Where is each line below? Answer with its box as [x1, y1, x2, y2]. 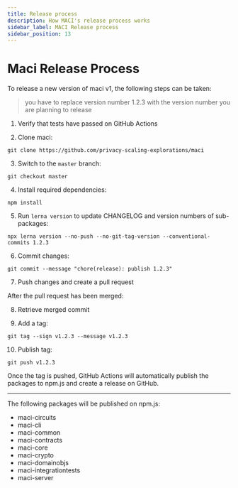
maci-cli [17, 421, 42, 430]
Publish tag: [17, 345, 53, 354]
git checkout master [7, 173, 69, 180]
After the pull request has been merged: [7, 292, 124, 300]
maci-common [17, 428, 61, 437]
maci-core [17, 443, 48, 452]
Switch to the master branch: [17, 159, 101, 168]
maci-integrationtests [17, 466, 81, 475]
